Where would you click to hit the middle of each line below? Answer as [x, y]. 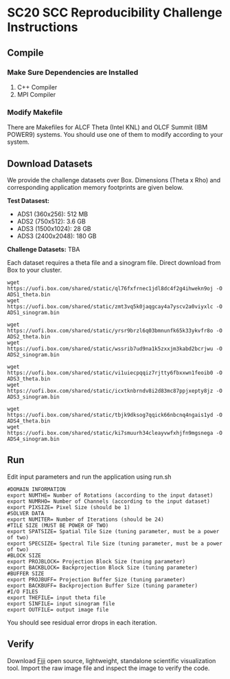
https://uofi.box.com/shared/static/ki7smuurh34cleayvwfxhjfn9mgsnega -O [115, 433]
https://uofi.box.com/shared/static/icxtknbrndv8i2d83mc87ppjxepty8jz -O [115, 391]
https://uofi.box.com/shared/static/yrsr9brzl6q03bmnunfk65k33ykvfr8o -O [115, 331]
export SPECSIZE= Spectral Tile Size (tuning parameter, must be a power [115, 543]
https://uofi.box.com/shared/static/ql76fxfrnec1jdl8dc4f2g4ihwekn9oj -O [115, 288]
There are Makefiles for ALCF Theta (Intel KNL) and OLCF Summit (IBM [107, 127]
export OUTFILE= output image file [58, 610]
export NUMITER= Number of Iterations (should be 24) [86, 519]
